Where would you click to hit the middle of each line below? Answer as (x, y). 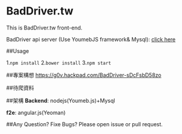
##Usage (18, 51)
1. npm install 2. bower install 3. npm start (59, 62)
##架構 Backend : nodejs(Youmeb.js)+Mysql (61, 100)
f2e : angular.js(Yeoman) (36, 112)
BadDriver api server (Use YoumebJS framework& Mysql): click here (91, 39)
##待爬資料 (20, 88)
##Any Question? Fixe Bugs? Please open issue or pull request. (85, 124)
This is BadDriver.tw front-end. (44, 28)
